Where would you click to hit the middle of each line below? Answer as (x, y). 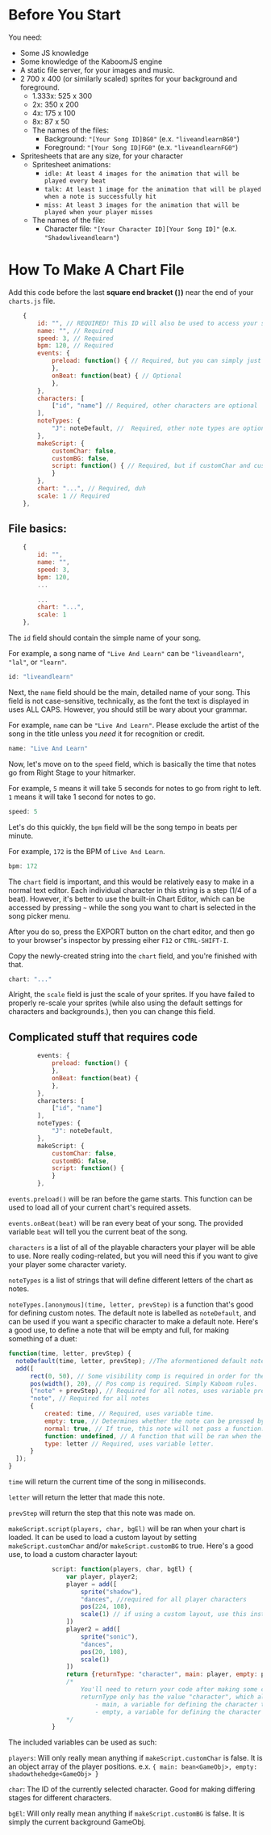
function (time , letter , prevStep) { (70, 1353)
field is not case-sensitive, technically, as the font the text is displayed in (129, 701)
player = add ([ (91, 1584)
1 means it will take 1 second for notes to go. (82, 797)
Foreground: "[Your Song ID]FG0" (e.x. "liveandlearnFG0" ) (141, 147)
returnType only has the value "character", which (167, 1697)
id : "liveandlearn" (41, 677)
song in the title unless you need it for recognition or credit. (107, 734)
